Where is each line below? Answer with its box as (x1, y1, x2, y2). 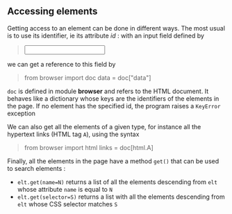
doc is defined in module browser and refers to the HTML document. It (7, 87, 209, 95)
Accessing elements (7, 6, 98, 17)
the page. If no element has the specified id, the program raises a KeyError (7, 101, 221, 110)
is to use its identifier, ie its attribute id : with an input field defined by (7, 31, 205, 40)
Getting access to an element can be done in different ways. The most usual (7, 24, 226, 32)
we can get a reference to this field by (7, 60, 116, 68)
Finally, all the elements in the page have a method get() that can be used (7, 156, 219, 165)
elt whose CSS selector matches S (17, 199, 118, 208)
